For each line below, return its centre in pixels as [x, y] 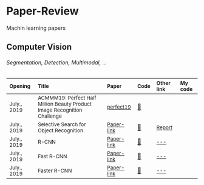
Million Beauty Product [65, 104]
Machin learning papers [36, 28]
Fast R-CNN [52, 156]
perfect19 [119, 107]
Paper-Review [42, 11]
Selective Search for [62, 124]
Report [165, 127]
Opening [20, 86]
